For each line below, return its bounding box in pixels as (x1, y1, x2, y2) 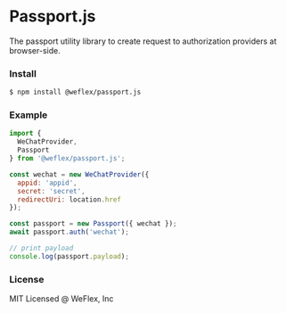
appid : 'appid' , (17, 178, 78, 187)
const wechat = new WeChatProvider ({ (9, 169, 150, 179)
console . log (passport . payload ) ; (9, 251, 129, 260)
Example (9, 109, 48, 121)
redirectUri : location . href (17, 194, 122, 204)
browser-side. (9, 45, 61, 55)
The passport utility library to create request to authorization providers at (9, 36, 277, 46)
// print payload (9, 243, 74, 253)
